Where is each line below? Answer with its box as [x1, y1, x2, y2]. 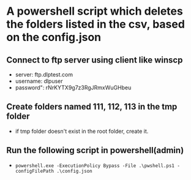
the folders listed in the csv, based [6, 17, 185, 31]
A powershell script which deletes [6, 4, 184, 18]
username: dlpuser [15, 78, 63, 84]
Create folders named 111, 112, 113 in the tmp [6, 102, 178, 112]
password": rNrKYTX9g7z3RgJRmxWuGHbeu [15, 84, 132, 91]
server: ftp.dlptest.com [15, 71, 73, 78]
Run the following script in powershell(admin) [6, 145, 184, 156]
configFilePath [15, 168, 54, 174]
